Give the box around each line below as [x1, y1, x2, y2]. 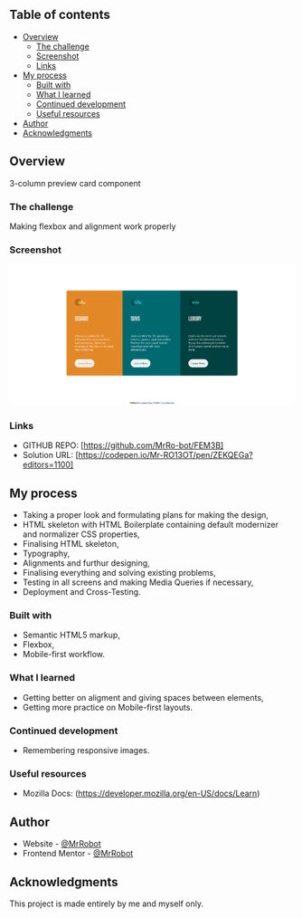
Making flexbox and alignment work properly [9, 221, 176, 232]
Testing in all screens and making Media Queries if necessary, [22, 577, 254, 588]
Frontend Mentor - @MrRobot [22, 848, 134, 859]
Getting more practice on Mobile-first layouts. [22, 702, 193, 712]
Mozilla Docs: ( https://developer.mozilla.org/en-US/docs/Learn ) [22, 788, 260, 799]
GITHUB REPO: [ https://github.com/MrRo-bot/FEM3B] [22, 440, 224, 451]
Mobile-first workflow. [22, 649, 106, 660]
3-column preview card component [9, 177, 142, 188]
